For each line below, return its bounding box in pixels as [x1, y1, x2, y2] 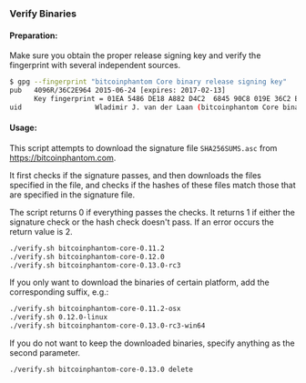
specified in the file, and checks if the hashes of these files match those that [9, 179, 296, 190]
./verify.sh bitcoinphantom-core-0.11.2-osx [9, 304, 181, 314]
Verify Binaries [9, 7, 77, 20]
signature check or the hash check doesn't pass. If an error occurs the [9, 217, 275, 227]
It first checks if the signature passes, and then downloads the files [9, 169, 261, 180]
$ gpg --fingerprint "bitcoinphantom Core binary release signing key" [9, 77, 287, 86]
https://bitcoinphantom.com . [9, 152, 117, 163]
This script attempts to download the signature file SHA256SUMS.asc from [9, 142, 278, 153]
